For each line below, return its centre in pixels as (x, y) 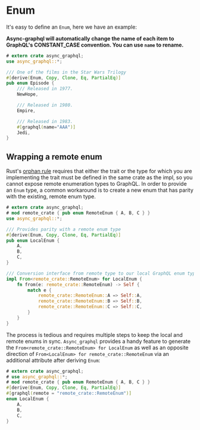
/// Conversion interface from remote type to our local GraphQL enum (96, 273)
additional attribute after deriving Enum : (53, 360)
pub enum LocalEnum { (33, 240)
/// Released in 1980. (45, 105)
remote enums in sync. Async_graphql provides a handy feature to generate (99, 341)
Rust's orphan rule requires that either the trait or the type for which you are (99, 171)
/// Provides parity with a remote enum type (63, 229)
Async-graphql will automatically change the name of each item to (90, 38)
